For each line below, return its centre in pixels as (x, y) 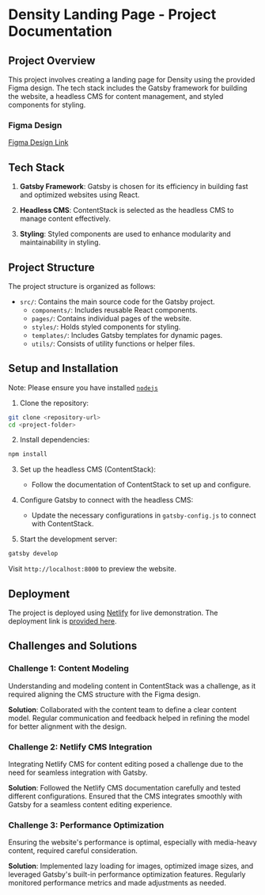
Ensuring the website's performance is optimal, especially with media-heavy (132, 842)
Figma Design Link (38, 142)
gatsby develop (33, 554)
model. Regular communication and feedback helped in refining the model (129, 718)
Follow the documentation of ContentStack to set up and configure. (141, 485)
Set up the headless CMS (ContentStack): (88, 469)
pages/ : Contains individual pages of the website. (112, 318)
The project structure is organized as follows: (82, 286)
